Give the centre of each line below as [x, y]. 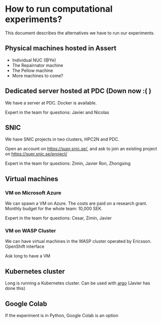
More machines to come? [38, 75]
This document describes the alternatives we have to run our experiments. [80, 33]
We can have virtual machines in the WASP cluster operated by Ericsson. [78, 241]
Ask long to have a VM [28, 256]
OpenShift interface [25, 247]
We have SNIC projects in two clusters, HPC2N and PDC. [62, 139]
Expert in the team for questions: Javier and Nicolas [57, 112]
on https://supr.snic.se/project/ [36, 154]
